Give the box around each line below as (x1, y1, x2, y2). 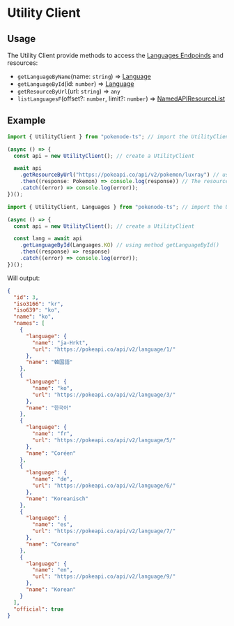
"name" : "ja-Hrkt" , (32, 339, 89, 347)
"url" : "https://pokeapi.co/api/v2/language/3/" (32, 391, 176, 398)
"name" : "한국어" (25, 404, 72, 412)
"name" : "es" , (32, 521, 73, 528)
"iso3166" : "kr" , (13, 300, 64, 307)
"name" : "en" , (32, 567, 73, 574)
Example (7, 115, 46, 126)
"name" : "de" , (32, 476, 73, 483)
